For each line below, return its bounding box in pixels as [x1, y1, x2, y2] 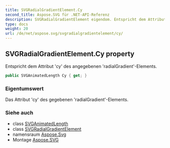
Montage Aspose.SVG [12, 137, 59, 143]
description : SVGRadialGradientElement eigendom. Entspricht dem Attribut [5, 17, 166, 22]
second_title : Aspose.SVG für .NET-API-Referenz [5, 12, 110, 17]
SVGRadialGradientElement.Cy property [5, 50, 135, 58]
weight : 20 [5, 26, 28, 31]
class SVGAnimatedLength [12, 121, 68, 127]
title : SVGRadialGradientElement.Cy [5, 7, 82, 13]
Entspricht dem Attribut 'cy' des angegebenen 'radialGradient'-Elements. [5, 63, 157, 69]
